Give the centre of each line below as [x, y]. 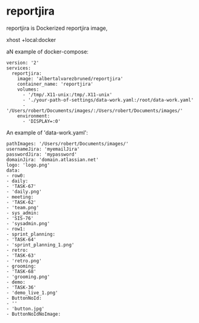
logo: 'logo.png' [28, 165]
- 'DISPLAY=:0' [42, 121]
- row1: [16, 229]
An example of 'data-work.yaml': [47, 133]
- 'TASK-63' [21, 255]
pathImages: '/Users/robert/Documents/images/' [68, 144]
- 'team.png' [23, 207]
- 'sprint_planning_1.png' [40, 245]
